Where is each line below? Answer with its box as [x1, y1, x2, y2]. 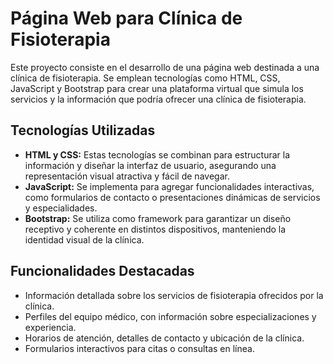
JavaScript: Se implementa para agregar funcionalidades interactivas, [24, 180, 315, 192]
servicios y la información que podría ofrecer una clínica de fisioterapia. [10, 93, 307, 105]
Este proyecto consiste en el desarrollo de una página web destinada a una [10, 61, 320, 73]
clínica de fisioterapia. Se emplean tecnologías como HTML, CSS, [10, 72, 281, 84]
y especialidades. [24, 202, 98, 214]
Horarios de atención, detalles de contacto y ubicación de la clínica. [24, 332, 305, 344]
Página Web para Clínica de [10, 7, 243, 30]
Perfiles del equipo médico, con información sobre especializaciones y [24, 310, 317, 322]
